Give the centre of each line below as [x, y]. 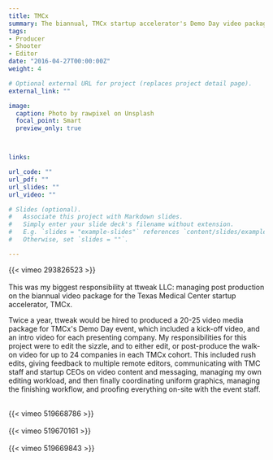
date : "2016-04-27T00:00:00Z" [60, 62]
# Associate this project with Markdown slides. [96, 217]
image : [19, 106]
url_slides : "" [34, 187]
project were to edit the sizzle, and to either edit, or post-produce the [124, 345]
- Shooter [25, 46]
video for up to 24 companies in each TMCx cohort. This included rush [137, 354]
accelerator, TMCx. [41, 304]
